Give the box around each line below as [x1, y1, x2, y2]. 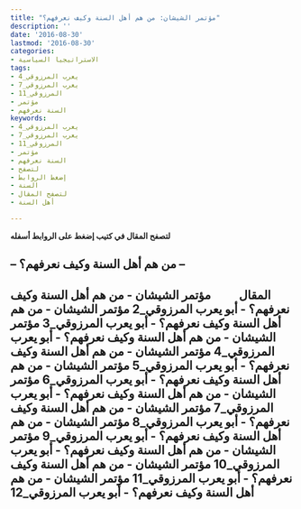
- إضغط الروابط [10, 172, 68, 181]
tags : [10, 64, 31, 73]
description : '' [10, 22, 71, 31]
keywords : [10, 114, 48, 123]
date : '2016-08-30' [10, 30, 84, 39]
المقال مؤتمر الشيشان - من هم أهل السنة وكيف [10, 287, 271, 302]
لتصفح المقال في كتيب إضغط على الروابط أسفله [10, 230, 170, 241]
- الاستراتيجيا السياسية [10, 55, 100, 64]
